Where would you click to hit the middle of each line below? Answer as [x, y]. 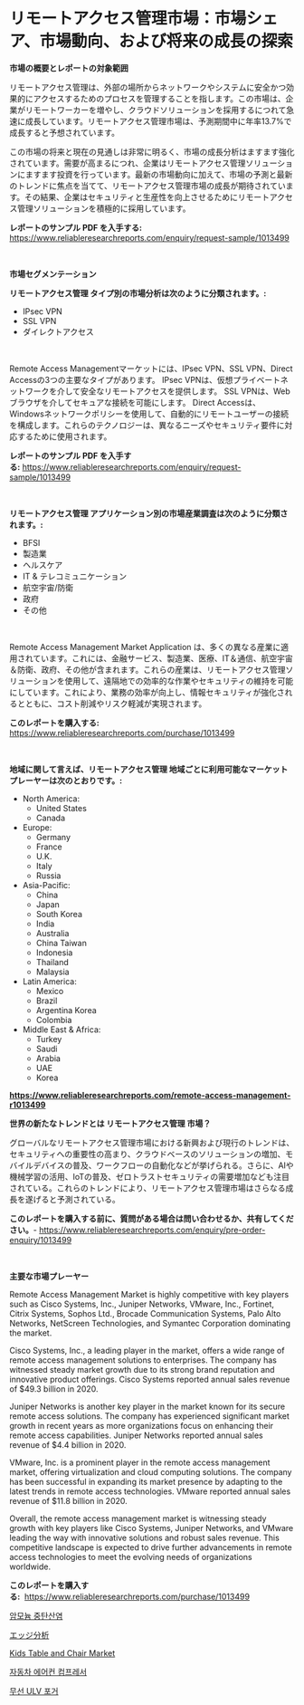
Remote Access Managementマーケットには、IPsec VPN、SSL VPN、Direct [151, 369]
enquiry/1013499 [41, 1240]
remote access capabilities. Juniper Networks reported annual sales [137, 1435]
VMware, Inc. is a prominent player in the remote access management [140, 1462]
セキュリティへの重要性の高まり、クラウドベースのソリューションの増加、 [147, 1154]
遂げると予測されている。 [72, 1199]
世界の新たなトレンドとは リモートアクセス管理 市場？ [110, 1123]
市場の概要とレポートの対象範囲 [69, 68]
